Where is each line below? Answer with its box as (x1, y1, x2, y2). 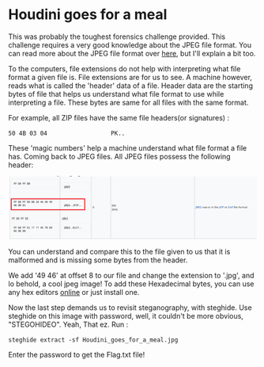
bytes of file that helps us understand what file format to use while (8, 89, 224, 98)
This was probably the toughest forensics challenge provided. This (8, 32, 226, 41)
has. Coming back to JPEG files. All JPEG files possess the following (8, 151, 231, 161)
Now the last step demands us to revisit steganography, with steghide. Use (8, 303, 252, 312)
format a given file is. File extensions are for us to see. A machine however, (8, 72, 253, 82)
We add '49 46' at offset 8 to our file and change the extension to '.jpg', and (8, 270, 255, 280)
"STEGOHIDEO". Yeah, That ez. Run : (8, 319, 129, 329)
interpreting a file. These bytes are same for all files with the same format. (8, 97, 249, 107)
